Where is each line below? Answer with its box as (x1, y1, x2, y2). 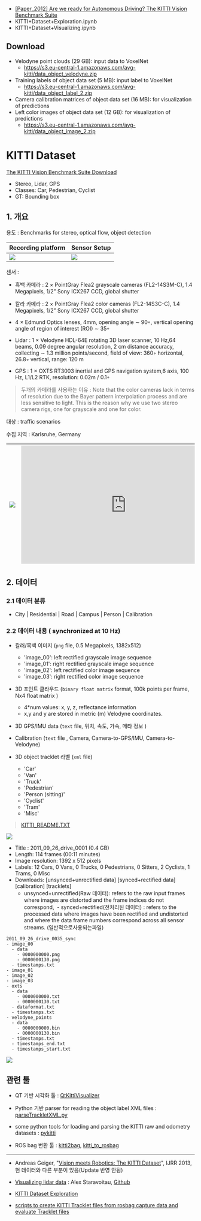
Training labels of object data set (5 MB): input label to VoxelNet (14, 76, 172, 83)
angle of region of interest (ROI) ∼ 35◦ (14, 325, 110, 332)
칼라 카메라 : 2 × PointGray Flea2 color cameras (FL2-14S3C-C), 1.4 (14, 300, 181, 307)
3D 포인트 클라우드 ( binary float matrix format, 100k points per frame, (14, 685, 190, 692)
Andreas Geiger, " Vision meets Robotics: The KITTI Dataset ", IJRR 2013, (14, 1159, 193, 1166)
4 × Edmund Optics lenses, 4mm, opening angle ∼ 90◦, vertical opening (14, 318, 194, 326)
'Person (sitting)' (23, 790, 65, 797)
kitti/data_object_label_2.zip (23, 89, 93, 97)
